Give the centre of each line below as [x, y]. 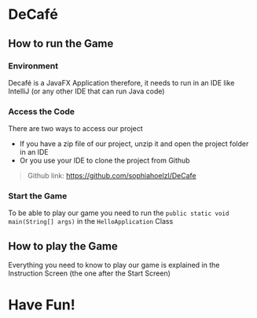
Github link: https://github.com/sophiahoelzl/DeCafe [112, 176]
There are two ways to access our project [75, 129]
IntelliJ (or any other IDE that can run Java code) [86, 91]
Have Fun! [42, 305]
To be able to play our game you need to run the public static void [119, 213]
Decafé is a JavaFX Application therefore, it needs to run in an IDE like [121, 82]
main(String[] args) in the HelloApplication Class [91, 221]
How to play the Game [63, 246]
